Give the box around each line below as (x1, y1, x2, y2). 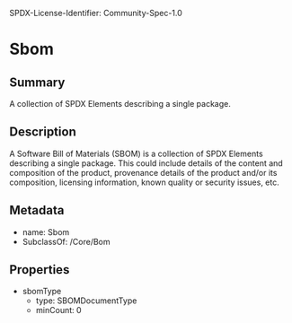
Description (9, 125, 76, 140)
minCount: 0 (35, 305, 83, 316)
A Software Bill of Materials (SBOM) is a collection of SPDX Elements (9, 148, 263, 159)
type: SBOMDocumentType (35, 295, 137, 306)
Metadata (9, 203, 65, 218)
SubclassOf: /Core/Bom (22, 236, 111, 247)
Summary (9, 74, 66, 90)
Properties (9, 262, 70, 277)
